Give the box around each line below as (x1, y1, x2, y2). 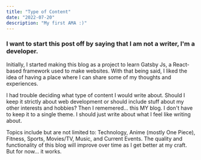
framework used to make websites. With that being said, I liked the (23, 67, 188, 74)
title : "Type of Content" (6, 8, 71, 15)
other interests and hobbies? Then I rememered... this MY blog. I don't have (6, 104, 193, 111)
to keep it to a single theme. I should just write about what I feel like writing (6, 110, 191, 117)
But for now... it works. (6, 147, 62, 155)
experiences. (6, 80, 39, 87)
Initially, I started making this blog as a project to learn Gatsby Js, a (6, 61, 172, 68)
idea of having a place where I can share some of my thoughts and (6, 73, 172, 81)
